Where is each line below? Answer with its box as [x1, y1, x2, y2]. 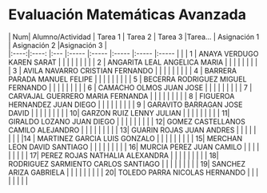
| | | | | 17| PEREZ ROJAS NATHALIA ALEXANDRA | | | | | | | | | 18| [8, 150, 219, 160]
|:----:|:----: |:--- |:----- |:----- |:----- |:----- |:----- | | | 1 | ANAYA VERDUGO [8, 49, 259, 58]
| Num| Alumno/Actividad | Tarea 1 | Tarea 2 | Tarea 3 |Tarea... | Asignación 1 [8, 32, 260, 41]
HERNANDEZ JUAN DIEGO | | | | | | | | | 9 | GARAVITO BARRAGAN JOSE [8, 100, 243, 109]
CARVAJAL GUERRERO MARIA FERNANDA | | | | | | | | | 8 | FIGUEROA [8, 91, 235, 100]
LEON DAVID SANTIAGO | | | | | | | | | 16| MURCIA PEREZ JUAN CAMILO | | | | [8, 142, 260, 152]
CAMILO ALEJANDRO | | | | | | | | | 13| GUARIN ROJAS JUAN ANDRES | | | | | [8, 125, 257, 135]
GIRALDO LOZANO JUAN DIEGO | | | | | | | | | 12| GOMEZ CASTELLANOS [8, 116, 245, 126]
